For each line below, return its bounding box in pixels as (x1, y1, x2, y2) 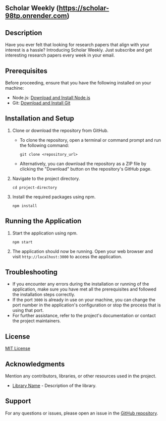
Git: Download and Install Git (12, 100, 71, 106)
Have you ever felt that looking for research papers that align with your (5, 42, 150, 48)
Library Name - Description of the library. (12, 383, 97, 389)
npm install (12, 203, 37, 208)
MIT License (5, 346, 31, 352)
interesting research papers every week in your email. (5, 52, 115, 59)
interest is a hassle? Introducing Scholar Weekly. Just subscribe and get (5, 47, 152, 53)
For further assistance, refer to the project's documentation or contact (12, 312, 156, 319)
